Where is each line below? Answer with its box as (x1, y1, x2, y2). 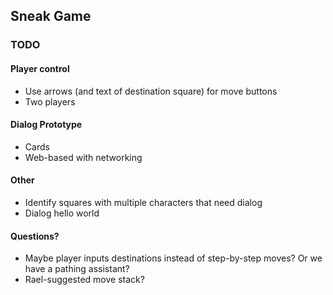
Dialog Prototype (10, 119, 83, 131)
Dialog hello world (24, 207, 100, 219)
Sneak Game (10, 8, 92, 25)
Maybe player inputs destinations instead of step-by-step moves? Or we (24, 252, 323, 264)
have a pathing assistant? (24, 263, 130, 275)
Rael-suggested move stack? (24, 274, 145, 286)
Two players (24, 95, 76, 108)
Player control (10, 62, 70, 74)
